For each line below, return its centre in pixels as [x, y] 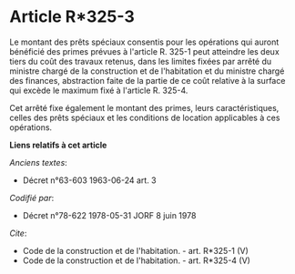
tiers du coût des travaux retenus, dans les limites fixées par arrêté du [141, 61]
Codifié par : [32, 198]
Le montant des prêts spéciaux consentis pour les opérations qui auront [144, 42]
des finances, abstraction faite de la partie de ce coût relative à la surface [147, 80]
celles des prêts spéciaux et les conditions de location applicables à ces [145, 117]
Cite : [18, 233]
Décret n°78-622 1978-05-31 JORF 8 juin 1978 [109, 215]
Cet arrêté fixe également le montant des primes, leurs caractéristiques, [144, 107]
